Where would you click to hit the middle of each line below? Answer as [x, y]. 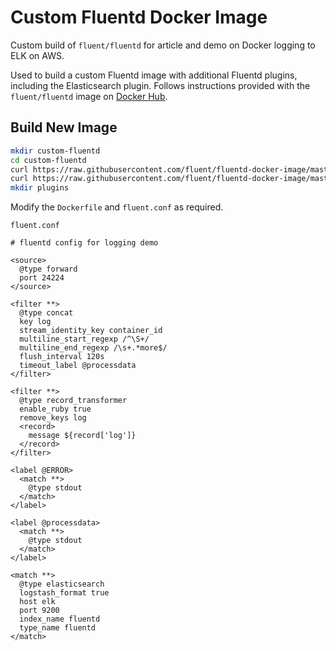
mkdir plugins [40, 188]
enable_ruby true [55, 409]
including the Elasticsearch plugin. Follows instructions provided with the [160, 85]
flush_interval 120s [62, 357]
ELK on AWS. [37, 55]
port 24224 [42, 278]
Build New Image [64, 127]
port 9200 [39, 611]
